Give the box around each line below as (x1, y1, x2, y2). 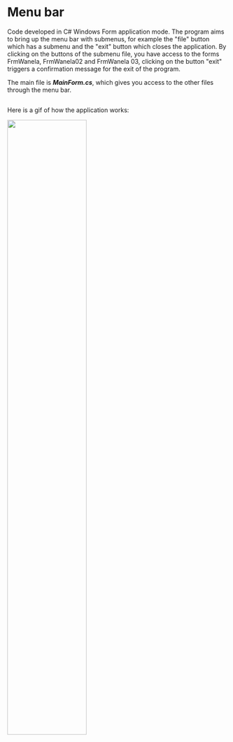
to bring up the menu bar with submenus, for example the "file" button (7, 34, 210, 43)
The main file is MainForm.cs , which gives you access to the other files (7, 78, 214, 86)
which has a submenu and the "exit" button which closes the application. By (7, 42, 227, 50)
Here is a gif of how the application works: (7, 106, 129, 114)
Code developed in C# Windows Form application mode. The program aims (7, 27, 225, 36)
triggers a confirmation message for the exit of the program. (7, 64, 181, 73)
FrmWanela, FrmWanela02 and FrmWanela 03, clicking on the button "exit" (7, 57, 223, 65)
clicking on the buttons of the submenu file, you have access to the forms (7, 50, 220, 58)
